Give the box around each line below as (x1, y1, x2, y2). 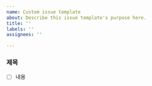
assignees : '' (6, 32, 43, 38)
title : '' (6, 20, 32, 26)
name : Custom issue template (6, 9, 81, 15)
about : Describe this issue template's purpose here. (6, 15, 147, 21)
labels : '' (6, 26, 34, 32)
